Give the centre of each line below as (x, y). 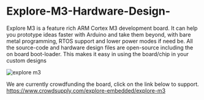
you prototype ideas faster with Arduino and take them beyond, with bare (99, 34)
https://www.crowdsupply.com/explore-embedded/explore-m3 (86, 90)
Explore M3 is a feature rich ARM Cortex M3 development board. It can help (102, 28)
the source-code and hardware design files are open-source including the (100, 48)
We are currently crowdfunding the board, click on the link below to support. (103, 84)
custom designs (27, 60)
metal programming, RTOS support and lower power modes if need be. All (100, 41)
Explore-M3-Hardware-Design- (88, 11)
